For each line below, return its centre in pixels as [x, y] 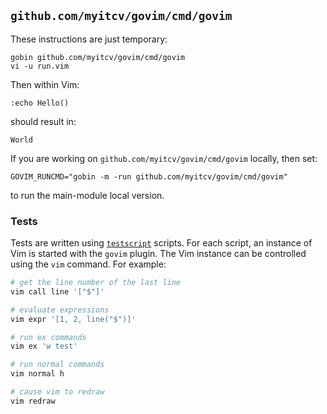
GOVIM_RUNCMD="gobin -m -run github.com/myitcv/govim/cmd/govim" [149, 176]
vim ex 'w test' [44, 346]
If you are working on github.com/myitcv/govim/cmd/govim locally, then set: [164, 158]
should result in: [43, 121]
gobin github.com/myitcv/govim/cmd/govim [98, 57]
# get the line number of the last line [96, 283]
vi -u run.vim [40, 66]
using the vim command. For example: [88, 264]
